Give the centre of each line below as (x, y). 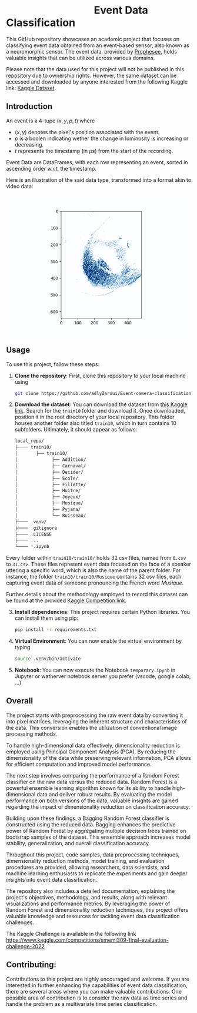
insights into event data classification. (52, 879)
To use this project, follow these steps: (53, 364)
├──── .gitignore (36, 528)
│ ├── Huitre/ (48, 491)
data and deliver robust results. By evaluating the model (104, 794)
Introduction (29, 107)
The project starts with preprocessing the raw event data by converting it (95, 715)
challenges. (20, 922)
